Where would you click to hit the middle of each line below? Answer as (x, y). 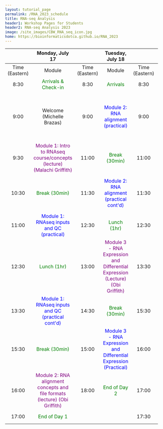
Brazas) (53, 122)
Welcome (53, 110)
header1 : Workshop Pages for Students (44, 23)
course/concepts (53, 157)
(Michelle (53, 116)
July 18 (115, 59)
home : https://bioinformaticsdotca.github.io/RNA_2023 (62, 37)
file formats (53, 393)
